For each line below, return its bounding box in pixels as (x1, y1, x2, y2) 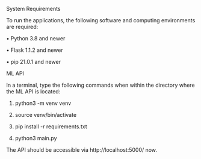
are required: (6, 23, 39, 30)
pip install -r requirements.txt (14, 123, 87, 130)
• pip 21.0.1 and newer (6, 58, 61, 65)
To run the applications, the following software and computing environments (6, 17, 196, 23)
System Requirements (6, 5, 61, 12)
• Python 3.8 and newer (6, 35, 66, 42)
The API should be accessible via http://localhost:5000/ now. (6, 146, 158, 153)
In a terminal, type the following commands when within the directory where (6, 81, 195, 89)
